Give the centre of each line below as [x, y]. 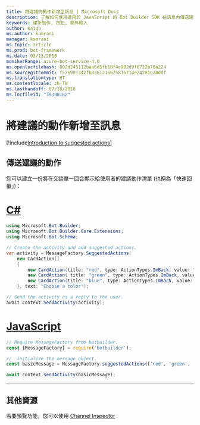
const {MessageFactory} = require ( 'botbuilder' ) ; [69, 348]
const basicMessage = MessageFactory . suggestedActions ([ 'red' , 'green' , [98, 364]
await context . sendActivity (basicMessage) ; [61, 375]
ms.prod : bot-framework [36, 51]
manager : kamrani [28, 39]
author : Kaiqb [24, 28]
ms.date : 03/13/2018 [32, 56]
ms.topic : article [29, 45]
